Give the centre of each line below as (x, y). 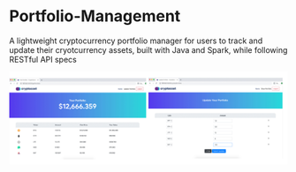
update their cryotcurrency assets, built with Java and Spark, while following (148, 49)
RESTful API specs (43, 59)
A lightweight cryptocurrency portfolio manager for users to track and (136, 41)
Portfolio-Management (95, 16)
